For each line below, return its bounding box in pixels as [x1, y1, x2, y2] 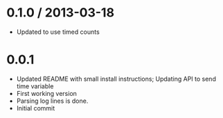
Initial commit [16, 104, 55, 112]
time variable [16, 81, 54, 90]
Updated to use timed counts [16, 28, 100, 36]
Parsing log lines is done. [16, 97, 89, 105]
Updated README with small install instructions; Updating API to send [16, 75, 216, 83]
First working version [16, 89, 78, 97]
